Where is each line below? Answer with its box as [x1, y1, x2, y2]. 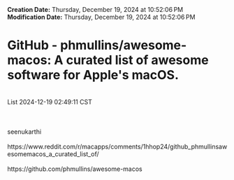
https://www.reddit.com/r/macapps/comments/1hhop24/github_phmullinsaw [7, 142, 228, 151]
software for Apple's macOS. [7, 67, 180, 83]
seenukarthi [7, 127, 42, 136]
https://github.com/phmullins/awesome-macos [7, 165, 142, 173]
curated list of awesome [66, 53, 209, 68]
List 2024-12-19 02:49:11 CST [7, 97, 93, 106]
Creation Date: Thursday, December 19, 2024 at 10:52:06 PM [7, 6, 184, 13]
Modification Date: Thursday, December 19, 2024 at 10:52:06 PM [7, 13, 196, 21]
